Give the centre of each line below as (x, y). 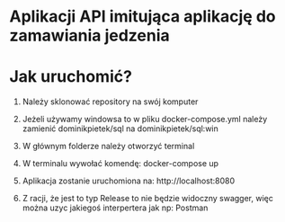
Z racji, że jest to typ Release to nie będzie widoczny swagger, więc (148, 199)
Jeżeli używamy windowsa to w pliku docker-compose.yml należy (145, 120)
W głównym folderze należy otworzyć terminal (108, 147)
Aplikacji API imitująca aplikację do (142, 17)
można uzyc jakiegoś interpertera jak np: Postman (115, 208)
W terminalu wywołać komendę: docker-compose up (120, 164)
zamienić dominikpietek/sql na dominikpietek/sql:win (120, 129)
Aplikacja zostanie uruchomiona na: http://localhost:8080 (129, 181)
